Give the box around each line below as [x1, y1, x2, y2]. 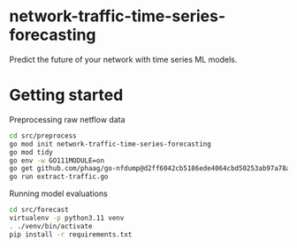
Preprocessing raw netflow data [9, 114, 126, 124]
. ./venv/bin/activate [9, 222, 93, 230]
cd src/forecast [9, 206, 69, 214]
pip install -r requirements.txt [9, 229, 133, 239]
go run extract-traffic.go [9, 172, 109, 182]
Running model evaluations [9, 188, 108, 199]
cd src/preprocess [9, 131, 77, 140]
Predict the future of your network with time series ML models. [9, 54, 238, 64]
